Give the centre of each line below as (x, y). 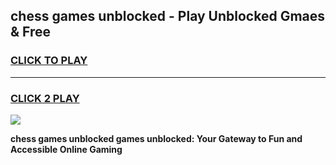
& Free (31, 32)
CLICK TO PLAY (49, 61)
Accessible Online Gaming (66, 149)
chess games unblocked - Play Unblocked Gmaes (168, 16)
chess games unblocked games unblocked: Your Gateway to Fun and (156, 138)
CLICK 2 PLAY (45, 98)
